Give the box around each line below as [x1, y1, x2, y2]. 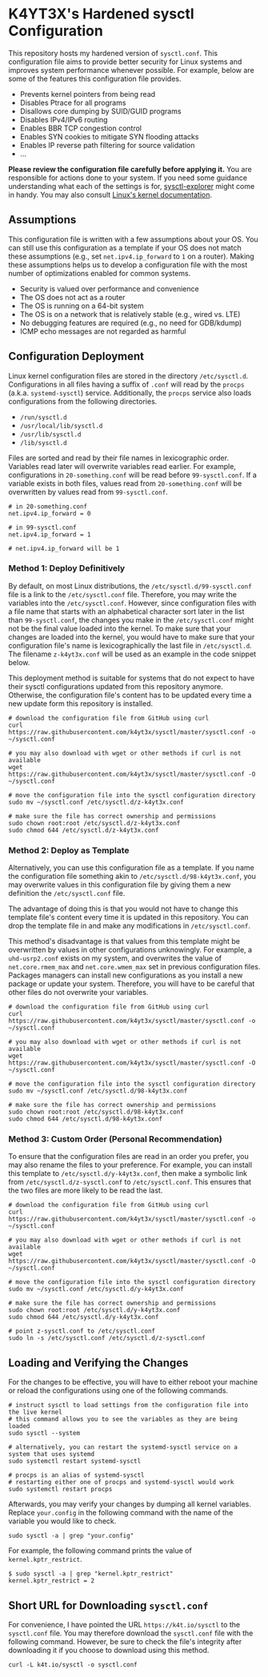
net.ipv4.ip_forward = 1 [8, 530, 91, 539]
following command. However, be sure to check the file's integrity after [8, 1637, 242, 1647]
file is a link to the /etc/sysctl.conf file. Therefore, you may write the [8, 589, 238, 599]
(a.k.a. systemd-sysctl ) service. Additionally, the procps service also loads [8, 387, 252, 397]
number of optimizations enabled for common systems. [8, 268, 191, 278]
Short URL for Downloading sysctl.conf [8, 1599, 209, 1612]
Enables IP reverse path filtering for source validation [19, 140, 195, 150]
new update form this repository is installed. [8, 698, 154, 708]
